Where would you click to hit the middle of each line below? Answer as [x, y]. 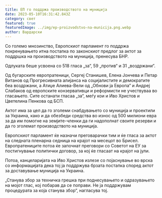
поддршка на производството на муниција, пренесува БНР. [67, 56]
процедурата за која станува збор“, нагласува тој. [57, 190]
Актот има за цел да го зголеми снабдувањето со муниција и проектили [80, 110]
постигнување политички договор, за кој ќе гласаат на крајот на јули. [77, 151]
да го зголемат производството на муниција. [52, 126]
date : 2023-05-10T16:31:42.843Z [38, 14]
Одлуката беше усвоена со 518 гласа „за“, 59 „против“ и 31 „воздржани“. [80, 66]
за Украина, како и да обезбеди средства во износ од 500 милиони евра [81, 116]
